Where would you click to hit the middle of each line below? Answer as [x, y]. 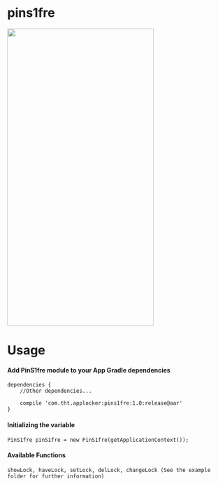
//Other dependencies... [56, 391]
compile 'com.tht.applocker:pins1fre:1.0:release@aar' [101, 403]
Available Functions [37, 455]
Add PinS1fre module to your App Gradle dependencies [89, 370]
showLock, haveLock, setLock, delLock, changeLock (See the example [109, 470]
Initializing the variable [41, 424]
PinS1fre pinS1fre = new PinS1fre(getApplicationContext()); [98, 440]
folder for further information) [56, 476]
